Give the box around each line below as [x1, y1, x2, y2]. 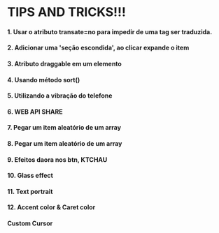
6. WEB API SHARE [7, 107, 63, 116]
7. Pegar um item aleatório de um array [7, 123, 121, 132]
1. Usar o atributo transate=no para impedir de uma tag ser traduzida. [7, 27, 213, 36]
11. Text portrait [7, 187, 53, 195]
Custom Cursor [7, 219, 53, 227]
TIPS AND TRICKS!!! [7, 4, 126, 20]
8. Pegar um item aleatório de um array [7, 139, 122, 147]
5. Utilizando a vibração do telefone [7, 91, 113, 100]
